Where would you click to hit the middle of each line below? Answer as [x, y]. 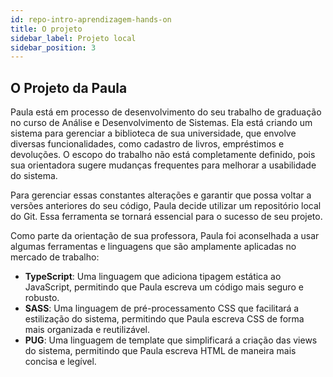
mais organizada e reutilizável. [87, 330]
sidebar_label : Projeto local [73, 38]
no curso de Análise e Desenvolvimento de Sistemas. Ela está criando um [161, 123]
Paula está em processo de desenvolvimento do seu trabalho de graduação [166, 112]
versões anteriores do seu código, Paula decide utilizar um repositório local [166, 206]
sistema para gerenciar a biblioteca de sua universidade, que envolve [153, 133]
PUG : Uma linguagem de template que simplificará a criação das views [171, 340]
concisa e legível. [60, 362]
